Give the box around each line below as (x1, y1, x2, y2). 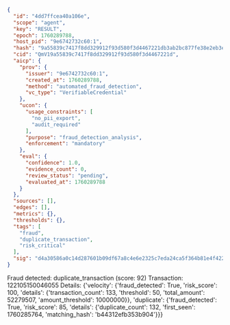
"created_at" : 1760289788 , (25, 76, 103, 84)
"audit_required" (31, 121, 81, 128)
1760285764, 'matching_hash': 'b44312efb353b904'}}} (7, 310, 163, 318)
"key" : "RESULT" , (13, 25, 63, 32)
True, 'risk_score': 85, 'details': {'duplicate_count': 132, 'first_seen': (7, 302, 196, 311)
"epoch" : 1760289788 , (13, 32, 75, 39)
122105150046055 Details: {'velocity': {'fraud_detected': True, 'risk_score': (7, 281, 218, 289)
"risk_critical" (19, 242, 66, 250)
